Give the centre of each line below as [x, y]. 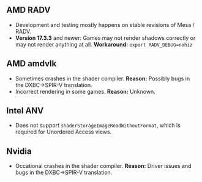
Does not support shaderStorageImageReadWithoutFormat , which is [98, 126]
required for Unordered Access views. [63, 132]
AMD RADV [28, 10]
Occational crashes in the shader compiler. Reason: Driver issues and [103, 166]
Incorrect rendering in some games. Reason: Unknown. [85, 91]
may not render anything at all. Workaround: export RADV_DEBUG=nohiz [104, 44]
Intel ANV [25, 111]
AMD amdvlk [32, 64]
